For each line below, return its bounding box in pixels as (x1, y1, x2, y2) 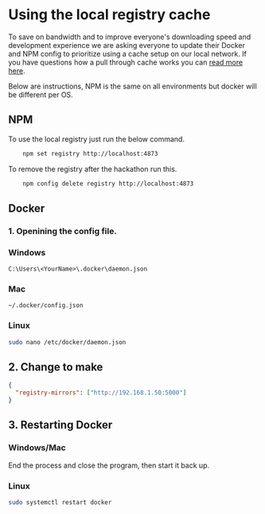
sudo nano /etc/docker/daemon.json (8, 338, 127, 346)
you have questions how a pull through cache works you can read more (8, 57, 244, 67)
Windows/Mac (8, 442, 66, 453)
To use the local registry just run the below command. (8, 134, 185, 144)
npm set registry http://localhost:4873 (22, 149, 158, 157)
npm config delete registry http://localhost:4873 (22, 180, 194, 188)
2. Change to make (8, 360, 103, 374)
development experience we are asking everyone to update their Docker (8, 40, 245, 49)
